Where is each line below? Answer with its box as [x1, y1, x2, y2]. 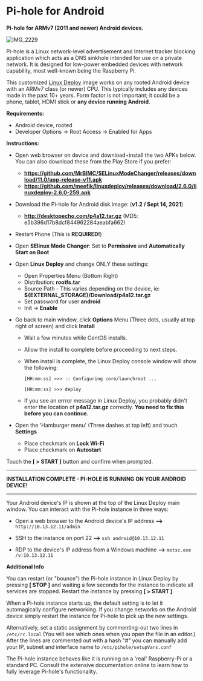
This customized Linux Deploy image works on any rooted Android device [6, 79, 190, 86]
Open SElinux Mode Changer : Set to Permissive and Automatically [14, 242, 185, 249]
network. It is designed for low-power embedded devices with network [6, 61, 183, 68]
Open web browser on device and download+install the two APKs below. [14, 151, 196, 159]
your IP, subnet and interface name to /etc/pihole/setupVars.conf [6, 643, 172, 650]
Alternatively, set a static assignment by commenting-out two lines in [6, 623, 178, 631]
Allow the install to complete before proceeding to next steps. [24, 346, 178, 353]
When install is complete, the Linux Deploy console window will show [24, 357, 196, 364]
